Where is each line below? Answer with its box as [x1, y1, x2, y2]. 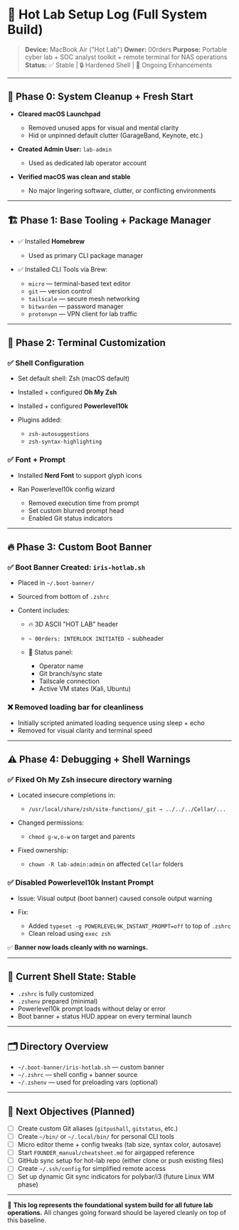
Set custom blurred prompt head [28, 506, 124, 515]
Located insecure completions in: [17, 791, 116, 800]
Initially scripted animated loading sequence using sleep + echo [17, 719, 205, 727]
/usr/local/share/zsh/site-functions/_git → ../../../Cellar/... [28, 806, 226, 813]
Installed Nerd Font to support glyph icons [17, 471, 142, 479]
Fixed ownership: [17, 846, 69, 855]
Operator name [38, 662, 84, 670]
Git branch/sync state [38, 669, 103, 678]
